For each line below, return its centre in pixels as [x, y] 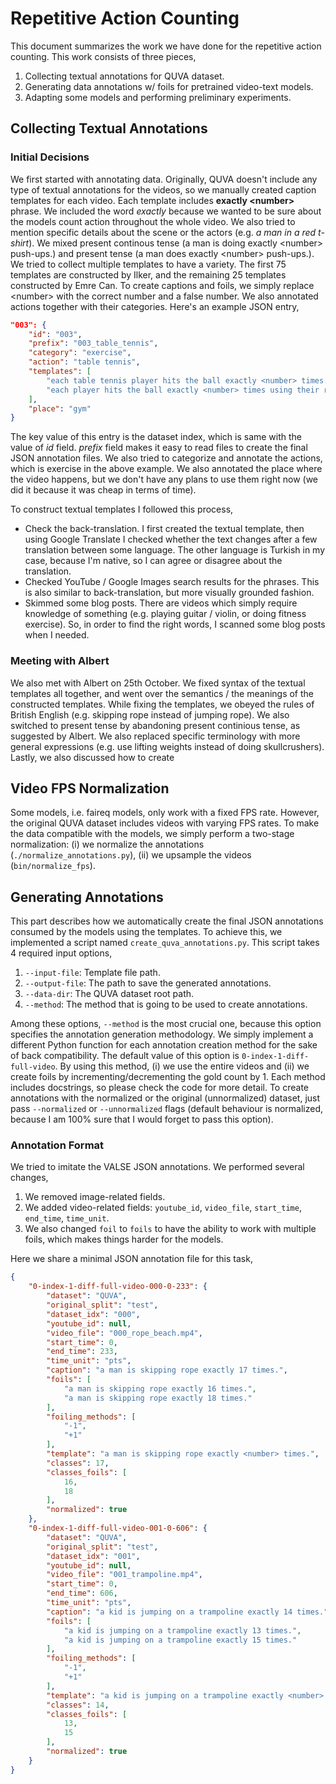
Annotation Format [57, 1145]
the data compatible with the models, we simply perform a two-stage [152, 834]
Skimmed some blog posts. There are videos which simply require [161, 603]
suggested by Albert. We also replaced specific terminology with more [155, 736]
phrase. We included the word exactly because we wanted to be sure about [166, 211]
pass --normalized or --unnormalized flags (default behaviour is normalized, [167, 1109]
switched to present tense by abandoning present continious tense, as [155, 725]
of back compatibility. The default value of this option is [125, 1056]
